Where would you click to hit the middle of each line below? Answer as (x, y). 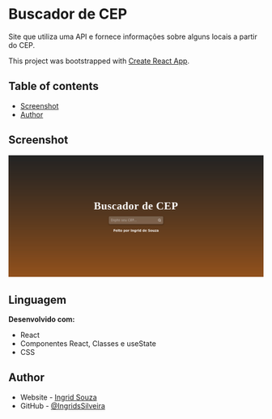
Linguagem (38, 299)
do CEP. (22, 45)
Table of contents (53, 86)
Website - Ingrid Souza (58, 397)
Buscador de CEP (68, 14)
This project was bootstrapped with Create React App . (99, 61)
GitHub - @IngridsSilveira (62, 405)
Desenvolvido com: (42, 319)
